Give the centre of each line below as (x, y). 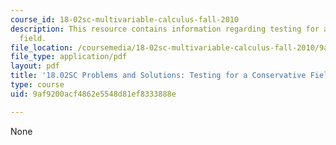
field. (33, 38)
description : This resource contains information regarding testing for (165, 29)
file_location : (42, 47)
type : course (37, 85)
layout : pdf (35, 66)
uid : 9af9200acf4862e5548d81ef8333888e (93, 94)
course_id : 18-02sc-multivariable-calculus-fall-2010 (125, 19)
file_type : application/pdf (69, 57)
